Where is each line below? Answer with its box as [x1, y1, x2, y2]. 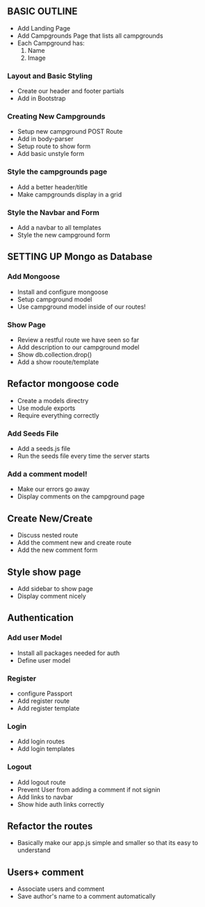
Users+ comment [7, 866, 85, 878]
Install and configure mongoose [17, 287, 109, 296]
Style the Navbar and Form [7, 207, 99, 217]
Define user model [17, 656, 71, 664]
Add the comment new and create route [17, 539, 132, 547]
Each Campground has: [17, 38, 85, 47]
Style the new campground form [17, 231, 110, 239]
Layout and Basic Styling [7, 71, 92, 81]
